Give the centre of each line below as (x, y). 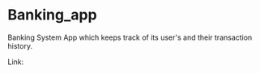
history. (20, 45)
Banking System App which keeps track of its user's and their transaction (130, 37)
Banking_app (53, 15)
